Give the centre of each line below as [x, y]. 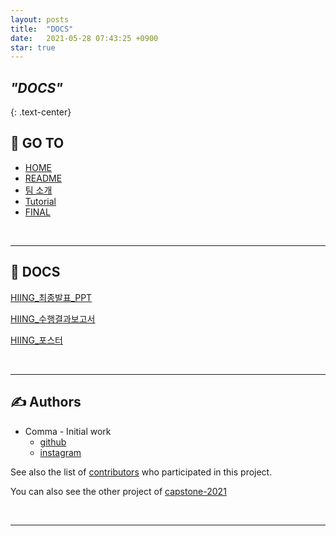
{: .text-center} [41, 112]
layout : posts [40, 19]
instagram [60, 452]
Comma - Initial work [68, 431]
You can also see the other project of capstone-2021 [118, 491]
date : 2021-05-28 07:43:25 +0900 [84, 38]
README [43, 178]
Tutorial [40, 201]
